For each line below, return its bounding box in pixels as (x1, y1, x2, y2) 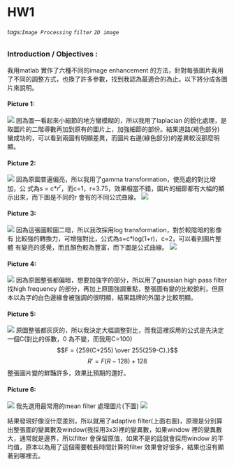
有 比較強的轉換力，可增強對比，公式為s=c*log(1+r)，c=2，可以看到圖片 (7, 234, 216, 243)
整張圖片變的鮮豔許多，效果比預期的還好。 (7, 369, 130, 377)
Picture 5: (7, 310, 36, 318)
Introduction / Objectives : (7, 50, 98, 59)
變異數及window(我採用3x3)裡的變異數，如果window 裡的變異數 (37, 425, 222, 433)
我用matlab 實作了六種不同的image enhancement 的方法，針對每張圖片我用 (7, 66, 224, 74)
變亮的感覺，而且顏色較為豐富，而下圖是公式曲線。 (20, 243, 168, 252)
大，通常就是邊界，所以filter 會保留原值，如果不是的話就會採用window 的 (7, 434, 218, 442)
